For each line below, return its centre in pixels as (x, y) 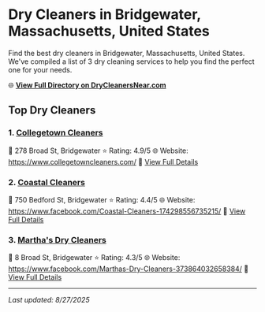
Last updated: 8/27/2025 (49, 300)
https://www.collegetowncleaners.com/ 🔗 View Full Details (103, 162)
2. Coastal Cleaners (47, 182)
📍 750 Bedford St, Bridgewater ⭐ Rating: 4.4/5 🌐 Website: (102, 199)
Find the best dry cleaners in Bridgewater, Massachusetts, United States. (127, 53)
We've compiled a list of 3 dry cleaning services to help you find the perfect (131, 61)
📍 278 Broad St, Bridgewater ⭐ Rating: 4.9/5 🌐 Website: (99, 150)
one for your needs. (40, 69)
